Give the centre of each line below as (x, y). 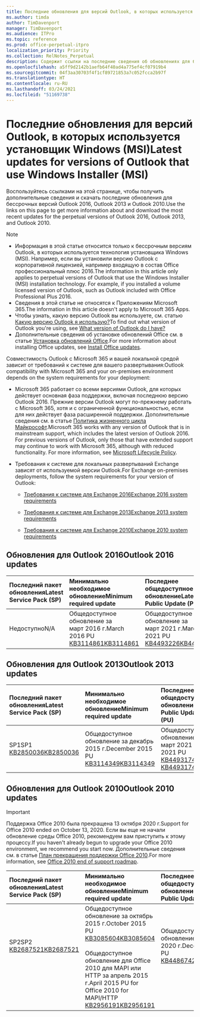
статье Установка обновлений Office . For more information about (96, 340)
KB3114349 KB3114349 (120, 763)
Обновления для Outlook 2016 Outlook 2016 (90, 555)
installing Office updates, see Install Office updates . (78, 347)
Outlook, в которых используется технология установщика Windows (101, 252)
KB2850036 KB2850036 (44, 752)
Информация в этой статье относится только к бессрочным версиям (103, 246)
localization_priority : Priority (48, 51)
